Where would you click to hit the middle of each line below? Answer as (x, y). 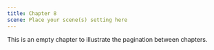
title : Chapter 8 (32, 13)
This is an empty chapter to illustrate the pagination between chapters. (107, 39)
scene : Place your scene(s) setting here (67, 20)
